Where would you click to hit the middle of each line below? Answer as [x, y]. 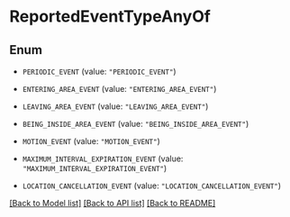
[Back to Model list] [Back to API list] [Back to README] [113, 203]
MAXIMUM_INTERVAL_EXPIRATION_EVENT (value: [103, 158]
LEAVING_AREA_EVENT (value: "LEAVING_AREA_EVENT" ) [115, 106]
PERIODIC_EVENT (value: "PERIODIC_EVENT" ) [100, 71]
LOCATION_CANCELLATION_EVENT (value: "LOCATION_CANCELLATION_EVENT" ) [152, 185]
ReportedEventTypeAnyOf [110, 17]
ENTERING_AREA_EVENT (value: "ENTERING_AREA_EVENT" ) [119, 89]
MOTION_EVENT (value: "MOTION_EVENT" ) [91, 141]
